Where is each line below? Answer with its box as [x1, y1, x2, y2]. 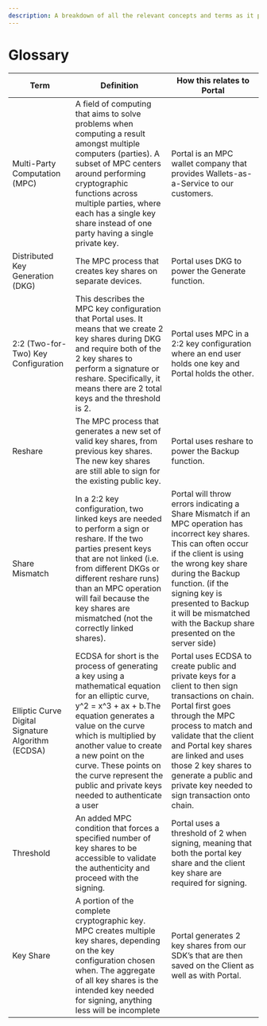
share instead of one [75, 217, 153, 228]
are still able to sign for [75, 465, 161, 476]
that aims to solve [75, 108, 141, 119]
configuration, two [75, 503, 144, 514]
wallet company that [171, 158, 248, 169]
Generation [12, 270, 54, 281]
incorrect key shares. [171, 528, 250, 539]
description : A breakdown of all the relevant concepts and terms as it [8, 11, 254, 20]
